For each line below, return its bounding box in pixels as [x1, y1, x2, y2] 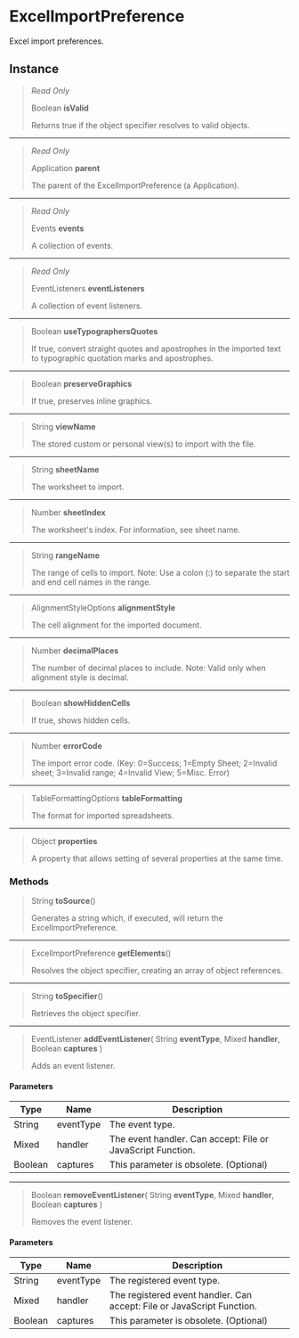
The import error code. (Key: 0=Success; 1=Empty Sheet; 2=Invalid [30, 758, 278, 768]
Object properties [30, 835, 98, 846]
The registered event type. [109, 1275, 221, 1287]
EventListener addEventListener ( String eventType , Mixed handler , [30, 1034, 280, 1045]
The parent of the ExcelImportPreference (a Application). [30, 180, 240, 191]
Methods [9, 875, 49, 888]
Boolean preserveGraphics [30, 378, 133, 389]
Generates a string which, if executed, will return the [30, 913, 224, 923]
